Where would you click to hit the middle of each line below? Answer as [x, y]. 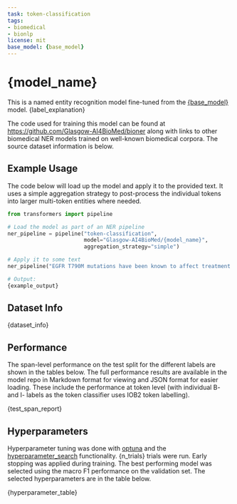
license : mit [27, 41]
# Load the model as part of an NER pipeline [76, 227]
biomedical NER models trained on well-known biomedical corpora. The [113, 138]
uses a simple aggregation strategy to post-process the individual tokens [115, 193]
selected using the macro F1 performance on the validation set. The [106, 471]
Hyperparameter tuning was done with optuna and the [87, 448]
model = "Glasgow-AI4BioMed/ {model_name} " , [146, 240]
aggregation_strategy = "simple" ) [132, 247]
